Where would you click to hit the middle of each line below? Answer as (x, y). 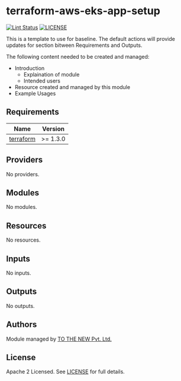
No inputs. (19, 273)
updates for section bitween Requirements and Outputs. (74, 45)
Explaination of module (51, 74)
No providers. (23, 174)
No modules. (22, 207)
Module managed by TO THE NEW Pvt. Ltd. (59, 339)
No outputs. (20, 306)
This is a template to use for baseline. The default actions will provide (91, 39)
